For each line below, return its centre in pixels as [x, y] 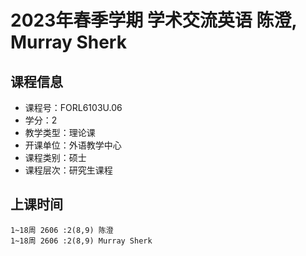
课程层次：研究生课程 [68, 170]
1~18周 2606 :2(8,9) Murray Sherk [81, 241]
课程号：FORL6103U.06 [73, 107]
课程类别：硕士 [55, 157]
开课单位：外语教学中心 [73, 145]
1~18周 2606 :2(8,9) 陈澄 [62, 230]
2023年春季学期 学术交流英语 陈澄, [153, 20]
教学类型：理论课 [60, 132]
